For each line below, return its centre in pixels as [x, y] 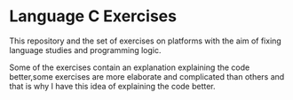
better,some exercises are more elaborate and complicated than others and [147, 76]
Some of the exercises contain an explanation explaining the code [130, 67]
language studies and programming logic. [85, 50]
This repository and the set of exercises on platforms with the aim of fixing [145, 41]
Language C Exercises [93, 16]
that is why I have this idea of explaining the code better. [112, 86]
